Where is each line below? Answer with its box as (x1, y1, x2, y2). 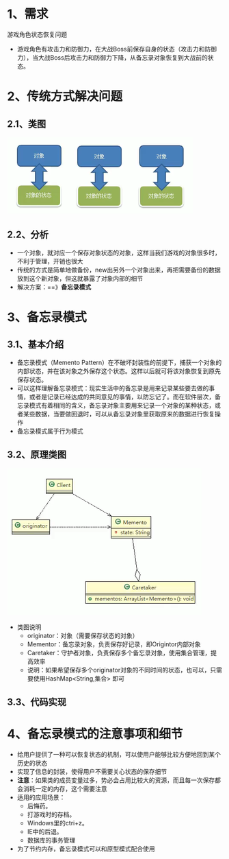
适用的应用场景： (16, 793, 66, 801)
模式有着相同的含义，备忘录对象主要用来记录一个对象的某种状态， (29, 401, 215, 409)
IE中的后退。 (27, 827, 63, 836)
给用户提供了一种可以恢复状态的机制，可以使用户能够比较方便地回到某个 (16, 750, 221, 758)
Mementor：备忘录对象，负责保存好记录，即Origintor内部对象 (27, 639, 202, 648)
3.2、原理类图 (7, 449, 67, 460)
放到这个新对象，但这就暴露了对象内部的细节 (16, 274, 144, 282)
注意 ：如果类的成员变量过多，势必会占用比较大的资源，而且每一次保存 (16, 776, 215, 784)
